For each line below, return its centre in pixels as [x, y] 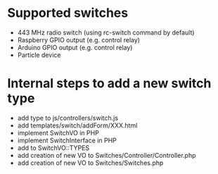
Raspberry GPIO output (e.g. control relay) [79, 39]
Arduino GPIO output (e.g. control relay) [75, 47]
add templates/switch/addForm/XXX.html [77, 125]
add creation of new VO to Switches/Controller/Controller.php [107, 155]
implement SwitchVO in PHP [58, 132]
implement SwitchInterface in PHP [67, 140]
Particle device [39, 55]
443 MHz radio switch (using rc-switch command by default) [106, 32]
